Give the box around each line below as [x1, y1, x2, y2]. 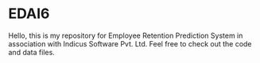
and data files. [8, 47, 56, 57]
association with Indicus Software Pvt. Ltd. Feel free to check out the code [8, 39, 252, 48]
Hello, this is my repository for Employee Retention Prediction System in [8, 31, 243, 40]
